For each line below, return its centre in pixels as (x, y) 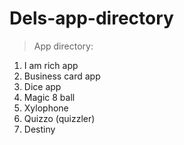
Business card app (62, 76)
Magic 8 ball (49, 97)
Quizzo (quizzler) (59, 118)
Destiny (39, 129)
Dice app (42, 86)
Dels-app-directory (91, 18)
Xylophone (46, 108)
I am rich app (51, 65)
